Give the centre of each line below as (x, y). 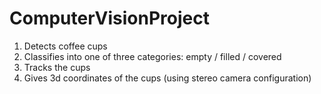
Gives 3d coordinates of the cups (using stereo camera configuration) (167, 78)
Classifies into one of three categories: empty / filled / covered (152, 56)
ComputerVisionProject (109, 18)
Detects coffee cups (65, 46)
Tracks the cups (57, 67)
